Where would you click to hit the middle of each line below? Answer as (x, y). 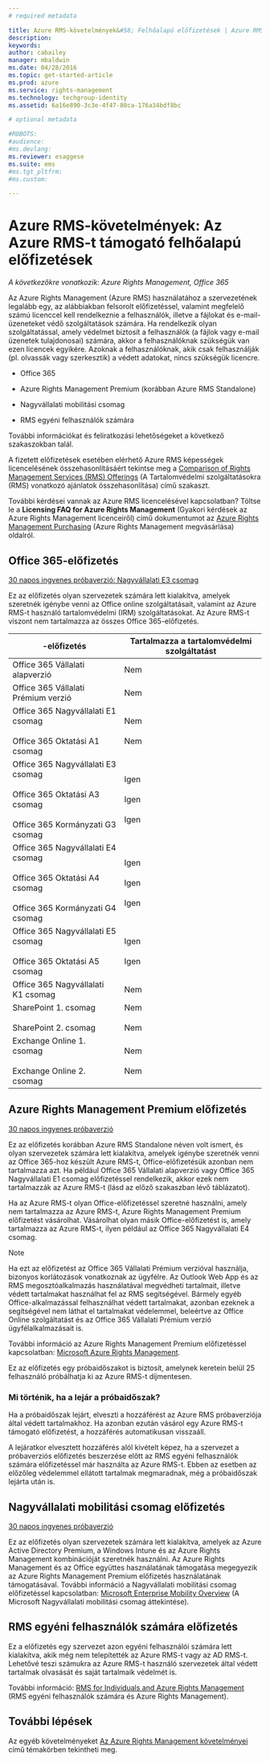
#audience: (27, 142)
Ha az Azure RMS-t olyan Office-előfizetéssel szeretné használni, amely (128, 1203)
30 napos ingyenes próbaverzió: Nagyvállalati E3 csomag (104, 580)
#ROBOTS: (23, 134)
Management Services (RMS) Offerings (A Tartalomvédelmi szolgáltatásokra (135, 477)
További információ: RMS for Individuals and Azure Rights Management (127, 1687)
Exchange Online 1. (49, 1041)
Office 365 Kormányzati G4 (64, 908)
